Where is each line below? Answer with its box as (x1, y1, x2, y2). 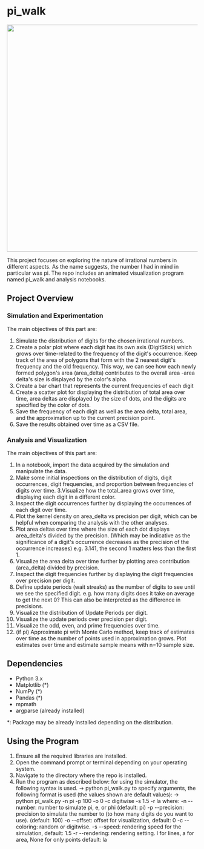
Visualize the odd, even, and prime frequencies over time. (15, 621, 160, 629)
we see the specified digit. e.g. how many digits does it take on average (15, 589, 195, 597)
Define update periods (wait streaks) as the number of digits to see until (15, 583, 196, 591)
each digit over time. (15, 506, 67, 513)
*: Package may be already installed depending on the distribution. (7, 718, 173, 726)
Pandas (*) (15, 694, 43, 701)
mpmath (15, 700, 37, 707)
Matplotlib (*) (15, 681, 49, 688)
